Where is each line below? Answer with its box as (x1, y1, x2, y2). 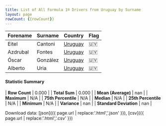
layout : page (5, 12, 32, 17)
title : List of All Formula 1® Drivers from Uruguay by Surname (5, 7, 141, 12)
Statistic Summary (5, 78, 45, 84)
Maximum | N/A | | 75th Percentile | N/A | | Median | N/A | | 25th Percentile (5, 95, 161, 101)
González (36, 57, 59, 63)
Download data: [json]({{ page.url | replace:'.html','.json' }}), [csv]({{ (5, 110, 144, 116)
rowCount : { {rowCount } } (5, 16, 55, 21)
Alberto (7, 65, 25, 72)
